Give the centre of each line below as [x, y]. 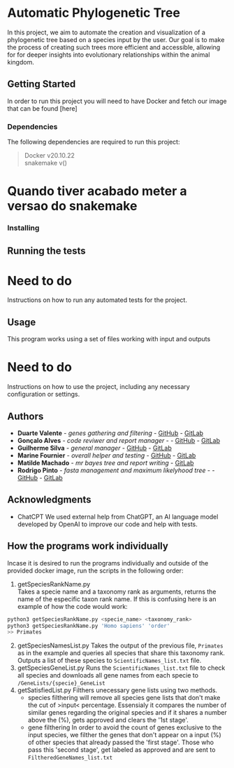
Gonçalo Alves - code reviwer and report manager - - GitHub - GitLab [119, 441]
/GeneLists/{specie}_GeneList [61, 684]
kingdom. [21, 62]
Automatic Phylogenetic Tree [94, 13]
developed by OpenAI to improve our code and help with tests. [107, 524]
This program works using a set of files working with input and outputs [109, 339]
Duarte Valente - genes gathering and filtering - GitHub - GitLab [110, 433]
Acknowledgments [50, 500]
